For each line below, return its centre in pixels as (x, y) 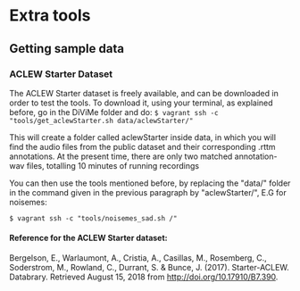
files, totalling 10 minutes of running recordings (112, 165)
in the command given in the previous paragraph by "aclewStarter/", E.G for (148, 192)
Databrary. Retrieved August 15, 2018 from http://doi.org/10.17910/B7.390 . (144, 277)
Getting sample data (67, 49)
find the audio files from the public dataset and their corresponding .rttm (142, 146)
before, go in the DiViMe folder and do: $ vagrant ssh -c (114, 112)
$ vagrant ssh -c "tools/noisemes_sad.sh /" (93, 218)
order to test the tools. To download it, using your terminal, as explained (142, 103)
